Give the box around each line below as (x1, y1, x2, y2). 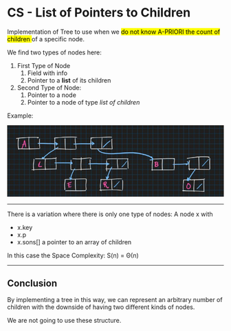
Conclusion (7, 277, 58, 290)
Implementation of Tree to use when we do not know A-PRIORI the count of (7, 28, 221, 36)
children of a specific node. (7, 34, 85, 43)
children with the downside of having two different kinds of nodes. (7, 303, 195, 311)
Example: (7, 111, 34, 120)
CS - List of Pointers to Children (7, 5, 191, 21)
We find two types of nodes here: (7, 48, 102, 56)
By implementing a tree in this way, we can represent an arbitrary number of (7, 296, 223, 304)
